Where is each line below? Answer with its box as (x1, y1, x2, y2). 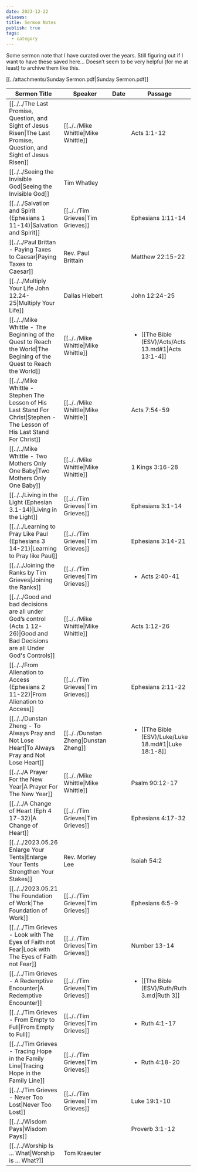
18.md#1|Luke (141, 740, 182, 748)
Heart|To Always (9, 744, 55, 752)
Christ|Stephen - (9, 413, 56, 421)
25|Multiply (9, 299, 41, 307)
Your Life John (9, 284, 49, 292)
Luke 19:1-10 (131, 1097, 171, 1105)
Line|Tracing (9, 1062, 44, 1070)
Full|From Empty (9, 1023, 55, 1031)
